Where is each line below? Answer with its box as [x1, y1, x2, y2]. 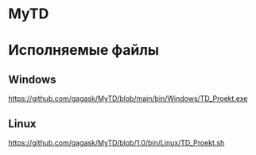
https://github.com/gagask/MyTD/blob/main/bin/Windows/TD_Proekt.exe [8, 94, 248, 103]
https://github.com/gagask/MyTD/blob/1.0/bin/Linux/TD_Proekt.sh [8, 138, 225, 147]
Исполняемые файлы [8, 41, 160, 60]
